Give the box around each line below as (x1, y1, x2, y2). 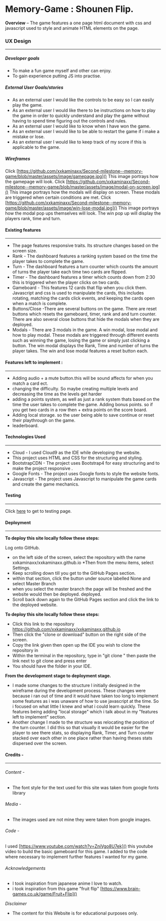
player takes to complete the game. (12, 258, 84, 264)
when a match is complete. (12, 301, 68, 307)
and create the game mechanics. (12, 481, 80, 487)
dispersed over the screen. (12, 740, 68, 746)
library (12, 790, 26, 796)
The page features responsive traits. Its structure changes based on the (12, 243, 159, 248)
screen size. (12, 248, 38, 254)
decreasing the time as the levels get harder (12, 391, 102, 397)
